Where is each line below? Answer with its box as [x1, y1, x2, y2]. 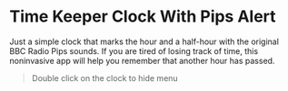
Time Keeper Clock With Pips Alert [9, 6, 276, 27]
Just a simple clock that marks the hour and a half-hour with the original [9, 36, 280, 47]
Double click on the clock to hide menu [31, 72, 179, 83]
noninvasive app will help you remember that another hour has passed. [9, 55, 275, 66]
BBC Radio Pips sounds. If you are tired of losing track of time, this [9, 45, 259, 56]
